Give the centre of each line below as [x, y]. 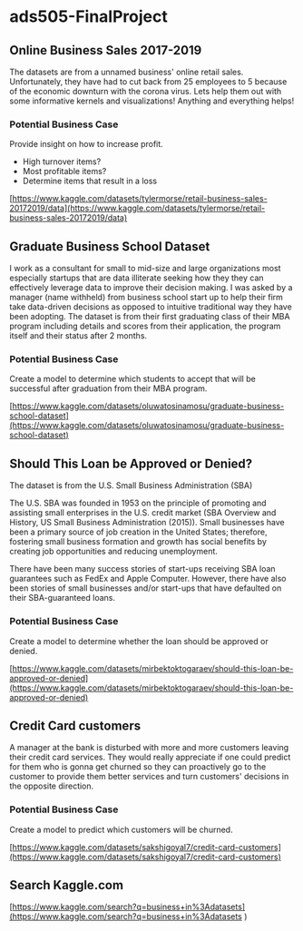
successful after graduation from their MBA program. [108, 388]
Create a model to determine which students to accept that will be [132, 379]
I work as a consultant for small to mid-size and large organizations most [145, 269]
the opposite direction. [52, 786]
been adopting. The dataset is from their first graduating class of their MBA [150, 317]
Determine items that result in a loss [89, 181]
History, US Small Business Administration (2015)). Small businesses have [147, 523]
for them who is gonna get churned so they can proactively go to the [138, 767]
